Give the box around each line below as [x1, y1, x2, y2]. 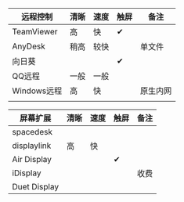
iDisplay [12, 168, 41, 179]
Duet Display [12, 182, 60, 192]
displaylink [12, 140, 52, 151]
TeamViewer [12, 27, 58, 37]
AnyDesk [12, 41, 45, 52]
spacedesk [12, 127, 53, 137]
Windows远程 [12, 85, 63, 96]
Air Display [12, 154, 52, 164]
